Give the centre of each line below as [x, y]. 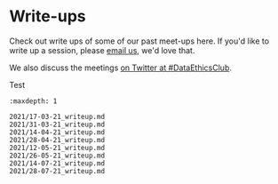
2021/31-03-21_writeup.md [57, 124]
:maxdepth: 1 [33, 101]
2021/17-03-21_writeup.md [57, 116]
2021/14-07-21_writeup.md [57, 163]
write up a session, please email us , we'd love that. [102, 50]
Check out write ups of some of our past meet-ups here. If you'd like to [139, 41]
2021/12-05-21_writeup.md [57, 148]
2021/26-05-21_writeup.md [57, 156]
